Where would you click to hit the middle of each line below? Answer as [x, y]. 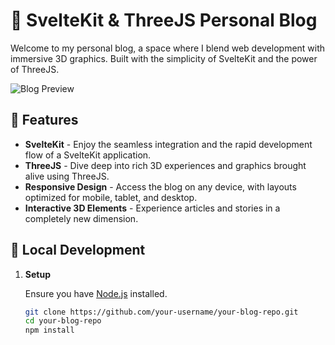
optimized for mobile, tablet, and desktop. [111, 197]
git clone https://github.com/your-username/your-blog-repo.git [161, 312]
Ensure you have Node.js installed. [96, 293]
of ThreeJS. [35, 69]
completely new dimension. [81, 218]
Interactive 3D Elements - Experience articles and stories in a [152, 208]
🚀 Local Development [78, 250]
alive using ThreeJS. [67, 176]
